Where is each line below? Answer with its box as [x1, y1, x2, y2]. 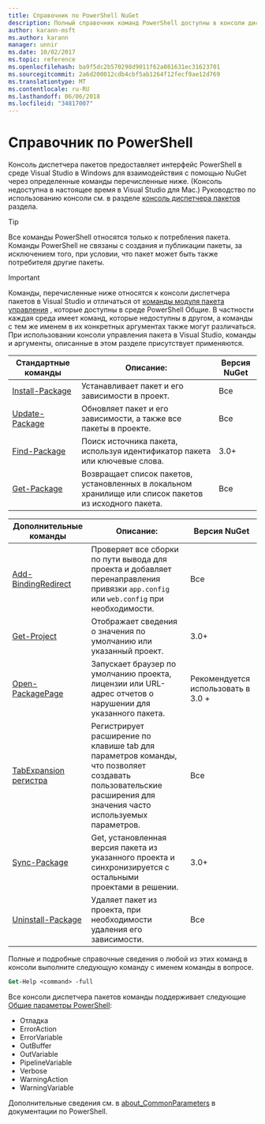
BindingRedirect [12, 578, 72, 589]
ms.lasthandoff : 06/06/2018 [8, 92, 101, 100]
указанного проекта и [91, 852, 175, 863]
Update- [12, 408, 45, 419]
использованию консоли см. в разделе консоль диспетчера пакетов [8, 194, 241, 203]
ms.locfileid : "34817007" [8, 100, 93, 107]
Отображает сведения [91, 616, 177, 627]
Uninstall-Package [12, 914, 82, 925]
